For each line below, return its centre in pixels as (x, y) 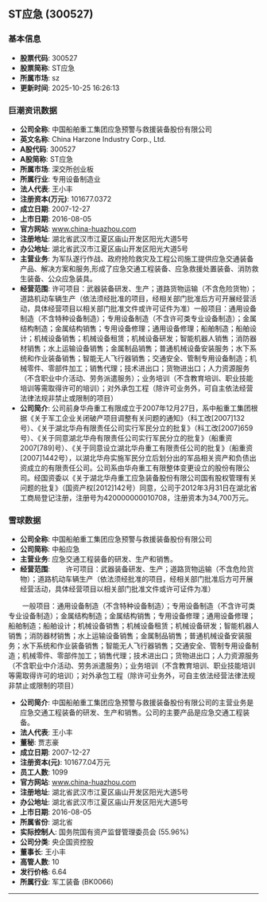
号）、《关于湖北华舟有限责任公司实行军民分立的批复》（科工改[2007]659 (136, 428)
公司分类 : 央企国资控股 (56, 842)
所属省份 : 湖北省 (46, 822)
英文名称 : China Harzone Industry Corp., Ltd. (93, 139)
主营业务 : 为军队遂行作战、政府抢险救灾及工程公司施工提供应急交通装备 (137, 258)
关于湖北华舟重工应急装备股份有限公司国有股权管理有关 (166, 477)
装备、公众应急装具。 (62, 278)
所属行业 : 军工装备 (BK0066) (66, 882)
